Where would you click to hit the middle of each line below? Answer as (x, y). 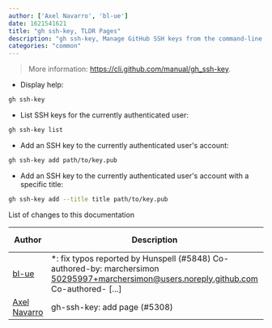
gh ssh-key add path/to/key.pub (63, 160)
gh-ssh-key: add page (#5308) (113, 307)
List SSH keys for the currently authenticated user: (104, 115)
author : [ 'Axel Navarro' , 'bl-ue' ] (68, 16)
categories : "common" (45, 46)
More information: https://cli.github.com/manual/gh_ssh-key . (130, 69)
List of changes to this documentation (72, 215)
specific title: (41, 184)
